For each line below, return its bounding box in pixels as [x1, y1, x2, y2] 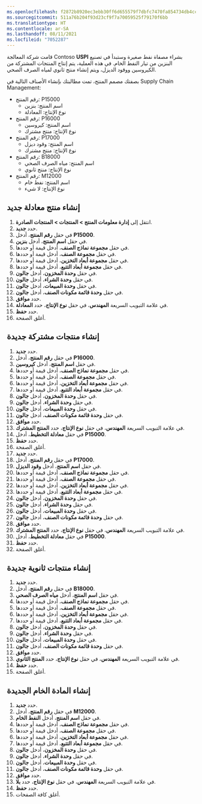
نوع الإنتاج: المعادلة [24, 109, 67, 115]
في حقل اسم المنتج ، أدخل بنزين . [15, 237, 88, 245]
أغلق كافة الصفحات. [15, 791, 61, 798]
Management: [7, 84, 41, 91]
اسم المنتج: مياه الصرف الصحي [24, 160, 95, 166]
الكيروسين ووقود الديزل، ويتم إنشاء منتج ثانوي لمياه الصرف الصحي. [7, 66, 156, 73]
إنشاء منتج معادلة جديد [7, 203, 80, 213]
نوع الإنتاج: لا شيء [24, 185, 65, 192]
